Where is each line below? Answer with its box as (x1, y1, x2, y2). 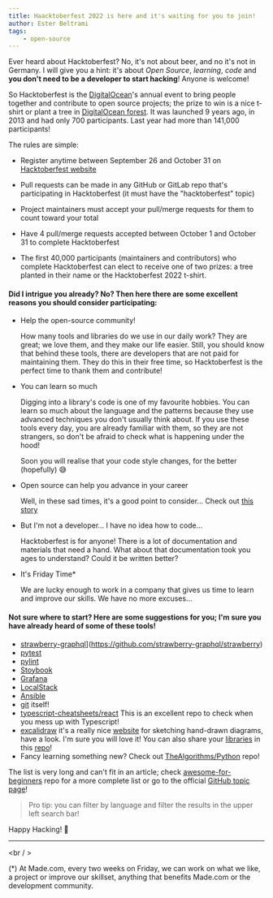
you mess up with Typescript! (19, 716, 119, 727)
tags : (8, 27, 27, 35)
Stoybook (19, 665, 53, 675)
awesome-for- (182, 766, 232, 776)
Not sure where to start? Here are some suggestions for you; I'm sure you (8, 612, 262, 622)
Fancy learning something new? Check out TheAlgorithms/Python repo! (19, 751, 260, 761)
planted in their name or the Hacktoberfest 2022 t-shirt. (19, 270, 207, 280)
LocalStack (19, 682, 58, 692)
